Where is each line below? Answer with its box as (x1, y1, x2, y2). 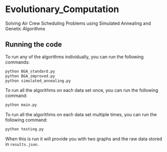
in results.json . (5, 141, 39, 147)
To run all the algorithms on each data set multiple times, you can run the (5, 112, 157, 118)
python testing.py (5, 127, 44, 132)
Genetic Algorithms (5, 25, 45, 31)
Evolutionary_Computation (5, 4, 120, 15)
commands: (5, 59, 30, 65)
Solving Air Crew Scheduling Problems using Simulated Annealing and (5, 20, 151, 26)
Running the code (5, 40, 62, 49)
